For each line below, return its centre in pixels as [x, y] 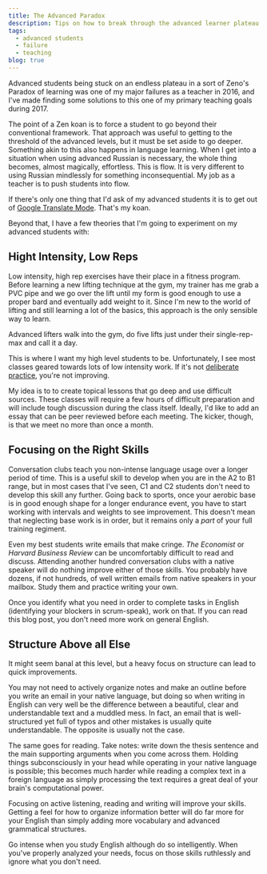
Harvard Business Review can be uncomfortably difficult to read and [121, 552]
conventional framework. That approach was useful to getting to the [120, 132]
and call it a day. [51, 343]
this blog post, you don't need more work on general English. [109, 619]
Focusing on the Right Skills [79, 450]
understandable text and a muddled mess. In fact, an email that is [116, 713]
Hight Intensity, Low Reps [73, 257]
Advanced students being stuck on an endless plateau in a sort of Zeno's [129, 83]
